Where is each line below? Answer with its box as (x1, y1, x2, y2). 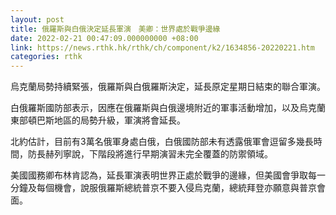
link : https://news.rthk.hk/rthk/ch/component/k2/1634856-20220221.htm (10, 42, 315, 53)
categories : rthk (10, 52, 83, 62)
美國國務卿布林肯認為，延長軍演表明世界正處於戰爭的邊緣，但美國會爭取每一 (10, 169, 326, 181)
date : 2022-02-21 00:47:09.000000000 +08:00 (10, 33, 199, 43)
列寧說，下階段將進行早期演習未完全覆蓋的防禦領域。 (53, 148, 273, 160)
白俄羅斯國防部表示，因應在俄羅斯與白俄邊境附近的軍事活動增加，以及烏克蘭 (10, 102, 326, 114)
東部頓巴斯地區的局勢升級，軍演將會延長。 (10, 114, 186, 126)
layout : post (10, 14, 65, 25)
